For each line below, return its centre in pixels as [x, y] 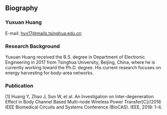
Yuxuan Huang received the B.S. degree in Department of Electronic [75, 57]
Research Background [33, 46]
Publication [19, 86]
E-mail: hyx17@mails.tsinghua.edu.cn [43, 33]
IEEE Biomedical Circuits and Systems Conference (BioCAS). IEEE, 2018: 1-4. [84, 107]
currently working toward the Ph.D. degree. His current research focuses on [83, 67]
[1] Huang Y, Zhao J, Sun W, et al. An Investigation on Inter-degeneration [80, 97]
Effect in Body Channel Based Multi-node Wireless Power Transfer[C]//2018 [83, 102]
